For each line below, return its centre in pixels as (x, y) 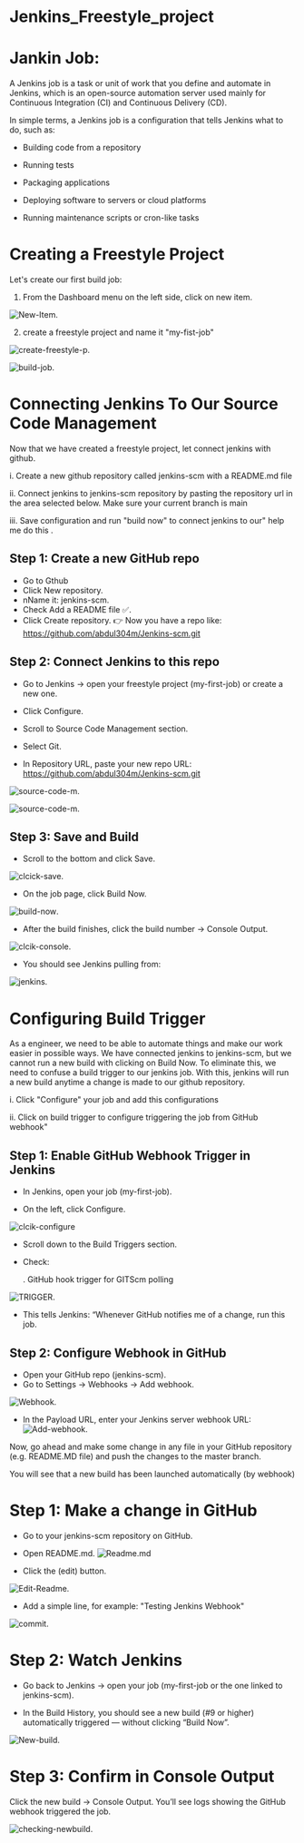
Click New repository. (63, 590)
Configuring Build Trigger (108, 1019)
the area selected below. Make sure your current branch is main (128, 503)
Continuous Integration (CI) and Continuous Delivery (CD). (118, 103)
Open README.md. (59, 1553)
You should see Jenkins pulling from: (92, 965)
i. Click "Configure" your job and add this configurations (114, 1100)
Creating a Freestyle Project (117, 255)
